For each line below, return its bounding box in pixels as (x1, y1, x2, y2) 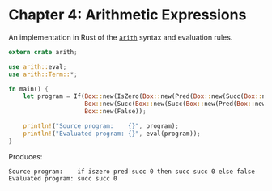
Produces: (8, 151, 43, 161)
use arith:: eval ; (8, 62, 67, 70)
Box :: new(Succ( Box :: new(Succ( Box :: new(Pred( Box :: (84, 100, 255, 108)
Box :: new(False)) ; (84, 108, 147, 116)
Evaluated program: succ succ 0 (8, 174, 117, 183)
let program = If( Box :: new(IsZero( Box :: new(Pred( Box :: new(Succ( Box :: (23, 92, 263, 100)
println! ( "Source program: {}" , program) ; (23, 122, 180, 130)
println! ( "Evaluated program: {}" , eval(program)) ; (23, 129, 201, 138)
